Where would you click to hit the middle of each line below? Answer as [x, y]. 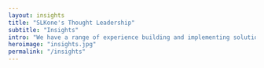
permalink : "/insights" [47, 52]
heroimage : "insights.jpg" [52, 45]
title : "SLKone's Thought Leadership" [71, 23]
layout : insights [37, 15]
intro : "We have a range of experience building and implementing [119, 37]
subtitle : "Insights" [44, 30]
